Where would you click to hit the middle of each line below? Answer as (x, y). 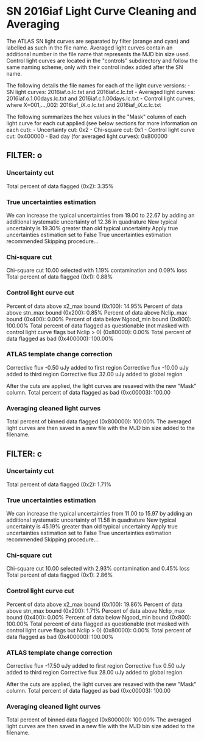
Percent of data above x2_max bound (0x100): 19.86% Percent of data (94, 604)
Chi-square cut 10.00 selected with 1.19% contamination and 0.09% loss (97, 271)
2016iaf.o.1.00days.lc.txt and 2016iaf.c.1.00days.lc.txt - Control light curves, (101, 98)
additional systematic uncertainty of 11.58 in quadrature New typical (91, 520)
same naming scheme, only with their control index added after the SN (95, 67)
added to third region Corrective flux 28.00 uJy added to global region (94, 672)
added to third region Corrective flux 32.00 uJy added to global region (94, 374)
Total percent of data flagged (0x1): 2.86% (60, 575)
